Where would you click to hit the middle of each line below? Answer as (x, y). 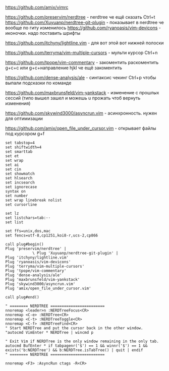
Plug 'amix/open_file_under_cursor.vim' (48, 288)
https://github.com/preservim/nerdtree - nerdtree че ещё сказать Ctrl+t (80, 17)
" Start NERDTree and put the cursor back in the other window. (74, 328)
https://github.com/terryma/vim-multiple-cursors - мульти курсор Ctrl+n (81, 53)
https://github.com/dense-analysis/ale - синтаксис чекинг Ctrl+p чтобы (81, 77)
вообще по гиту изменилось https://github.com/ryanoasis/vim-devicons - (83, 28)
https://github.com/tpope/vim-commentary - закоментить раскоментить (82, 62)
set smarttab (19, 152)
